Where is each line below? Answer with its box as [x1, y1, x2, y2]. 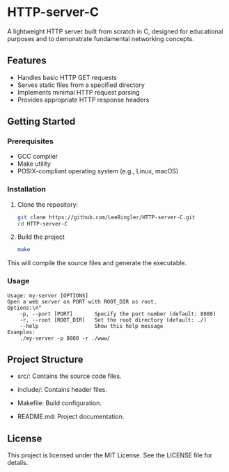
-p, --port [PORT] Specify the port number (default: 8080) [19, 310, 216, 317]
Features [7, 55, 47, 67]
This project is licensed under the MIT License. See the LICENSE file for [7, 451, 213, 459]
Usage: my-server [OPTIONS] [7, 292, 89, 299]
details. [7, 459, 29, 467]
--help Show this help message [19, 322, 164, 329]
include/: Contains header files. [17, 386, 108, 394]
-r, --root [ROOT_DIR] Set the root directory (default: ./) [19, 316, 207, 324]
